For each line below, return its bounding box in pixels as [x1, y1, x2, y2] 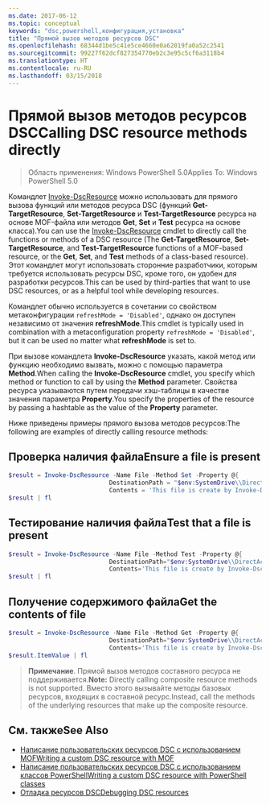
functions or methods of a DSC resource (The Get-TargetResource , [8, 234, 233, 244]
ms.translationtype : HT [8, 57, 88, 65]
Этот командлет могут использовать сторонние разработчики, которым [8, 259, 258, 270]
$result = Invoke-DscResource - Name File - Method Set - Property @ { [8, 471, 239, 479]
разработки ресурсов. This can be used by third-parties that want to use [8, 277, 251, 287]
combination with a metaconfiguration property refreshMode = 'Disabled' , [8, 327, 256, 337]
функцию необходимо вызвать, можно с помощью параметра [8, 359, 223, 369]
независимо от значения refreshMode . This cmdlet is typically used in [8, 318, 243, 328]
